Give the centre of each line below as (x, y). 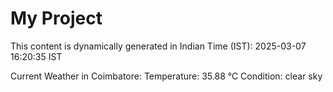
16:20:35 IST (36, 56)
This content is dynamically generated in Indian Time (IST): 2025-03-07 (158, 46)
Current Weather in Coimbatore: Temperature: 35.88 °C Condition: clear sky (166, 76)
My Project (56, 18)
